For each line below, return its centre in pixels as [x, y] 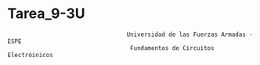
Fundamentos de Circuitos [172, 48]
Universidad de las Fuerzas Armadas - [190, 34]
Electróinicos [31, 55]
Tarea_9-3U [46, 14]
